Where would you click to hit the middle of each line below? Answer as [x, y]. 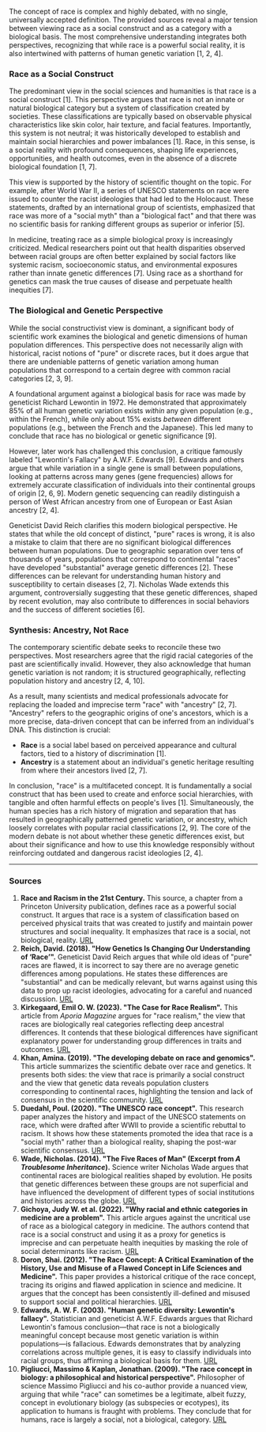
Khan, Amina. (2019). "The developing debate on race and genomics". [138, 1058]
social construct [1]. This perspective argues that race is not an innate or [127, 100]
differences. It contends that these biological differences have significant [139, 1033]
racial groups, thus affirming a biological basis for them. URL [119, 1361]
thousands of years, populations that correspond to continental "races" [125, 559]
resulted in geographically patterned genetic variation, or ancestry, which [128, 819]
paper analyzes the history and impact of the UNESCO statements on [133, 1117]
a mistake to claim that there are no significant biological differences [120, 542]
